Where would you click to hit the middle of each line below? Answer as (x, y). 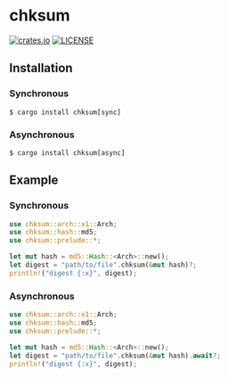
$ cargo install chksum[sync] (65, 112)
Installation (41, 68)
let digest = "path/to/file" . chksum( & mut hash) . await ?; (115, 356)
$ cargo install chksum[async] (67, 152)
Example (34, 180)
